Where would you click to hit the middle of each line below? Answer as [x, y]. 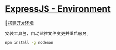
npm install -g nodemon [29, 42]
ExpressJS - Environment [58, 9]
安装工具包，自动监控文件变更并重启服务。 [48, 33]
